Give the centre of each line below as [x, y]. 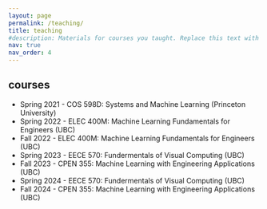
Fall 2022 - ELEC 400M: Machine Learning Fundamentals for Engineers [137, 138]
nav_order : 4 [30, 53]
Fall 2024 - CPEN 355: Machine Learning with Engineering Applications [137, 189]
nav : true [25, 45]
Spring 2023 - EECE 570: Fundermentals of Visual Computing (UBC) [132, 155]
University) [38, 112]
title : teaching [35, 30]
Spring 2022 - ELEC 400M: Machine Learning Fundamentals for [125, 121]
